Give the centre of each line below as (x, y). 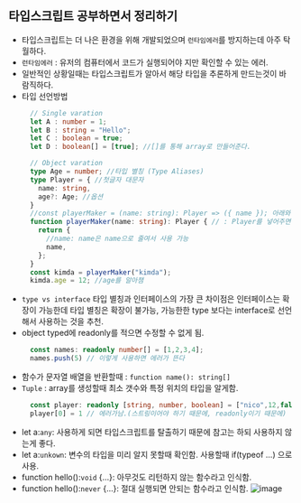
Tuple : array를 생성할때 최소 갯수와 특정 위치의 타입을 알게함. (130, 388)
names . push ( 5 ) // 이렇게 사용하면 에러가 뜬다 (108, 359)
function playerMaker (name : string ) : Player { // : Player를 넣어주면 (160, 222)
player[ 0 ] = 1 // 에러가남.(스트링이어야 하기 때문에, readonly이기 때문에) (159, 414)
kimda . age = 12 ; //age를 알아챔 (87, 281)
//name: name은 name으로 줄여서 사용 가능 (117, 239)
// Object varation (66, 163)
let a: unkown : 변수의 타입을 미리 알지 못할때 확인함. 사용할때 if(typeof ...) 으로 (157, 454)
